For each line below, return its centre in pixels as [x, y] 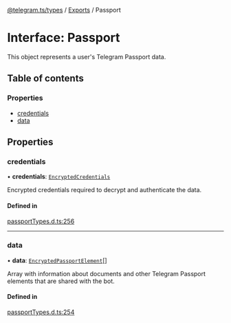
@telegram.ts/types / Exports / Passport [64, 10]
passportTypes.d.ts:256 [41, 221]
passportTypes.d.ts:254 [41, 312]
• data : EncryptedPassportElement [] [57, 260]
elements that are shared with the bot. [61, 281]
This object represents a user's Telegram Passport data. [87, 56]
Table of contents [45, 79]
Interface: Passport [64, 38]
